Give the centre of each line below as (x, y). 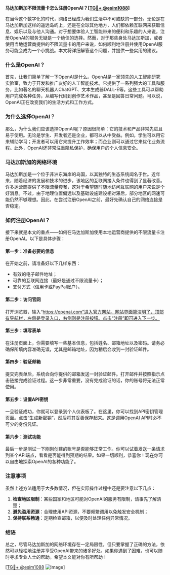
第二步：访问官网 (23, 299)
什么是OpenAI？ (25, 64)
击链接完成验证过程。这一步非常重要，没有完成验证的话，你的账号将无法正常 (85, 380)
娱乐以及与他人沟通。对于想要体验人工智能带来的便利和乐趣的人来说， (87, 31)
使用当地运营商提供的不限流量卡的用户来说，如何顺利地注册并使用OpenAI (82, 44)
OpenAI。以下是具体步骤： (37, 239)
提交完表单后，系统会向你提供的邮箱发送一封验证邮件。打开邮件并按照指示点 (85, 374)
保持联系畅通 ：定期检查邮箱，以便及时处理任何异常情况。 (72, 518)
